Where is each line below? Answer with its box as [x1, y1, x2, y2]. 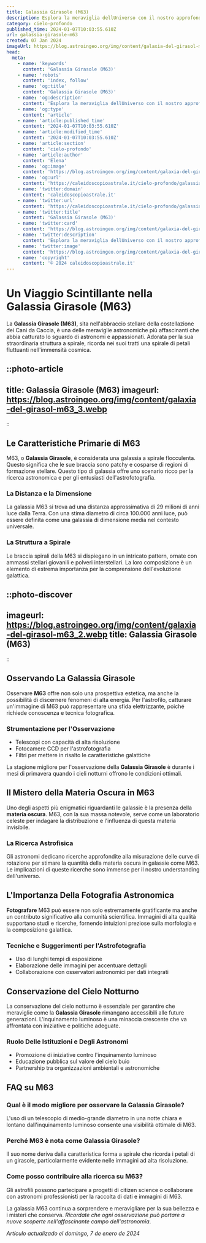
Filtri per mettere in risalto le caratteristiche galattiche [15, 751, 151, 758]
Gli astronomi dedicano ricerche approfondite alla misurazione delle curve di [6, 853, 199, 860]
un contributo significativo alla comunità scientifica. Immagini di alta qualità [6, 913, 196, 920]
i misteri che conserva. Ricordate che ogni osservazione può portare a [6, 1211, 185, 1218]
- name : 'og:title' [17, 84, 67, 90]
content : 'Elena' [22, 157, 67, 163]
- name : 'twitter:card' [17, 220, 78, 227]
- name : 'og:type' [17, 106, 64, 112]
